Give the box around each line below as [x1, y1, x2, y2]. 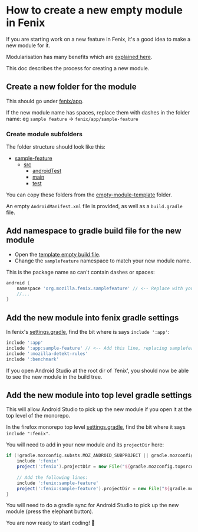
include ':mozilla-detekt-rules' [6, 350, 88, 357]
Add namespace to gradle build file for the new [6, 226, 181, 236]
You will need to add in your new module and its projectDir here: [6, 441, 164, 448]
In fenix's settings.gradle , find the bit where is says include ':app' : [6, 329, 170, 336]
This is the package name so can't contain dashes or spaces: [6, 268, 155, 275]
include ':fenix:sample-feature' [16, 480, 99, 486]
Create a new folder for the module [6, 82, 137, 92]
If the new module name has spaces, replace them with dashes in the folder [6, 109, 190, 116]
